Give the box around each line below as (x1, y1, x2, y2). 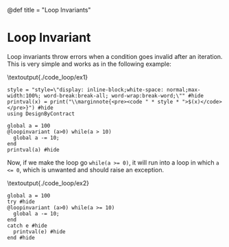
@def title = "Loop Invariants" (7, 6, 91, 14)
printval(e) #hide (13, 228, 67, 235)
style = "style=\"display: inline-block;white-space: (7, 86, 165, 93)
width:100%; (7, 92, 41, 99)
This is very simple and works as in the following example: (7, 60, 171, 68)
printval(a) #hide (7, 146, 60, 153)
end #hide (7, 234, 36, 241)
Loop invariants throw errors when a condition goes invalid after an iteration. (7, 52, 223, 60)
